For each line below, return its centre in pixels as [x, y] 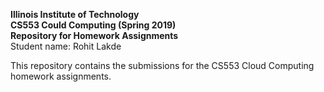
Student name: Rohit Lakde [66, 46]
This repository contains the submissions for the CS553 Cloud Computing [162, 65]
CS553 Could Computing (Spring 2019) [93, 25]
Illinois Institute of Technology [75, 14]
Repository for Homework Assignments [94, 35]
